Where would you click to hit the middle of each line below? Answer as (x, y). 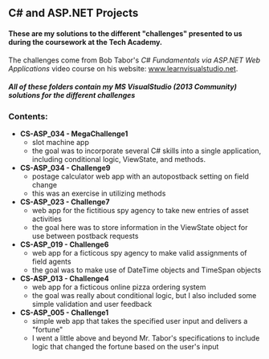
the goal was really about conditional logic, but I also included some (144, 295)
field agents (51, 261)
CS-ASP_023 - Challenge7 (65, 202)
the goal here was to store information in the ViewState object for (140, 227)
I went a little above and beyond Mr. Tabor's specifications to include (146, 338)
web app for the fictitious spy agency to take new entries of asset (140, 210)
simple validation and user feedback (92, 304)
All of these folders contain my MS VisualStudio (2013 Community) (123, 87)
